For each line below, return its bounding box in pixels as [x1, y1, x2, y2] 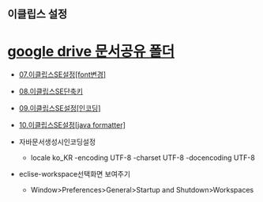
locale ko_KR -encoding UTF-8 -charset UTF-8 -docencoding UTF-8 [30, 153, 256, 162]
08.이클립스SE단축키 [18, 86, 84, 97]
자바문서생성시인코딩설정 [18, 137, 96, 147]
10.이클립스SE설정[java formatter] [18, 120, 126, 130]
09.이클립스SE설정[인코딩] [18, 104, 101, 113]
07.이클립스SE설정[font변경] [18, 70, 107, 79]
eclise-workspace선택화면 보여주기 [18, 170, 131, 179]
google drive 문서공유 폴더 [7, 42, 175, 60]
